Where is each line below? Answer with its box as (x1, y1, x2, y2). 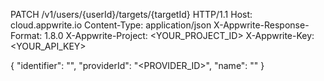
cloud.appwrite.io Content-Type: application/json (10, 19, 212, 31)
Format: (10, 30, 43, 41)
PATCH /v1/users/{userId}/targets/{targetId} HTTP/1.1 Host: (10, 9, 253, 20)
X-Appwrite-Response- (213, 19, 310, 31)
